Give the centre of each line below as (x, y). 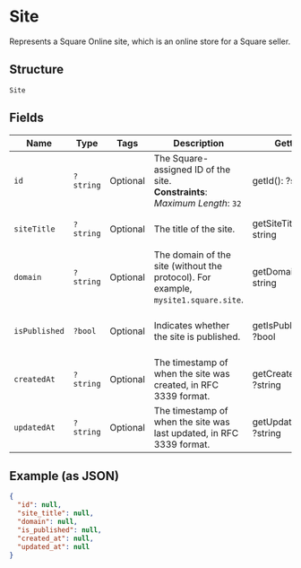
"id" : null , (40, 505)
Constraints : (181, 192)
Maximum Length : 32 (198, 203)
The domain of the (192, 255)
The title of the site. (194, 229)
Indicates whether (192, 325)
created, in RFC (186, 385)
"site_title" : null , (56, 513)
